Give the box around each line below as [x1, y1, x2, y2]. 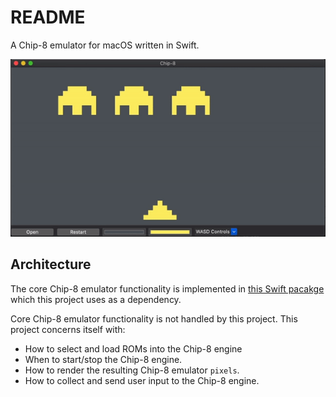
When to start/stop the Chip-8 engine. [24, 353, 183, 365]
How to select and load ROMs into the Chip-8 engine [24, 342, 243, 355]
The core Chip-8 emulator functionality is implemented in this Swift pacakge [10, 282, 325, 295]
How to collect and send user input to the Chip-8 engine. [24, 374, 260, 386]
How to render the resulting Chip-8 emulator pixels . [24, 364, 240, 376]
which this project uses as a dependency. [10, 293, 182, 305]
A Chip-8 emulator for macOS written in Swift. [10, 39, 200, 51]
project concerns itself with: [10, 323, 126, 335]
